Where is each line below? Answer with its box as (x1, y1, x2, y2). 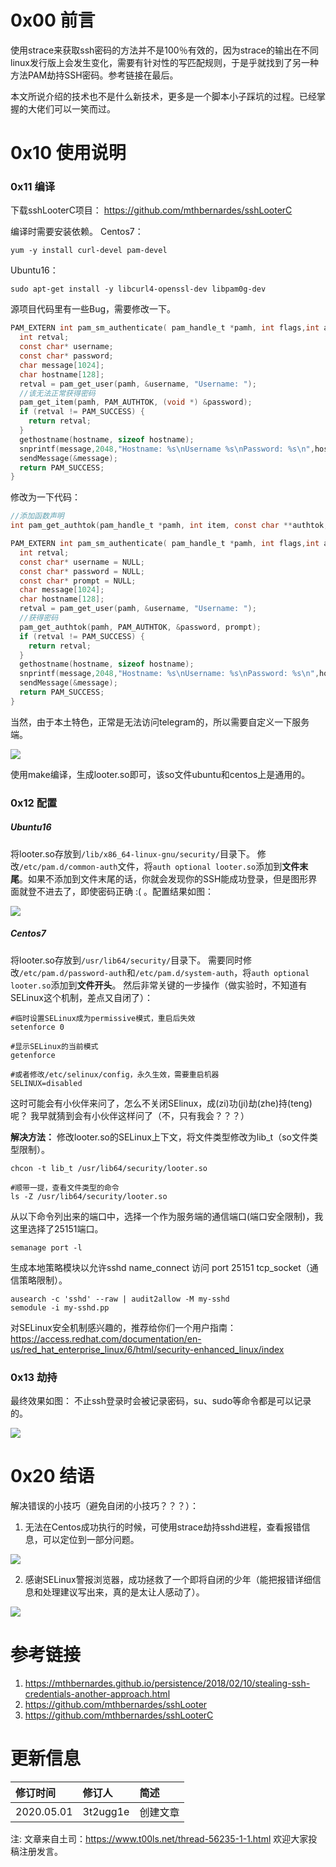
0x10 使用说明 (10, 142, 127, 165)
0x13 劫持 (10, 1370, 58, 1384)
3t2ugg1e (82, 1804, 130, 1818)
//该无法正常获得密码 (19, 388, 96, 398)
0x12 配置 (10, 796, 58, 810)
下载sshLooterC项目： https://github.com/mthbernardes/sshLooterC (10, 204, 293, 216)
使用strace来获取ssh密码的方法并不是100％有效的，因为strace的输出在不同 (10, 44, 319, 56)
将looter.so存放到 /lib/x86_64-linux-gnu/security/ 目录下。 (10, 847, 255, 860)
